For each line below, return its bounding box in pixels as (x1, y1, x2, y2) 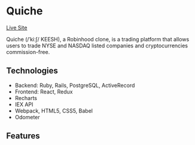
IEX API (14, 101, 33, 108)
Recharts (14, 94, 38, 101)
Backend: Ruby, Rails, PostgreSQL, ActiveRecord (14, 81, 135, 89)
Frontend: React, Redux (14, 88, 73, 95)
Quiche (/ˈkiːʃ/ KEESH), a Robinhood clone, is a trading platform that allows (6, 35, 190, 43)
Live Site (6, 24, 28, 31)
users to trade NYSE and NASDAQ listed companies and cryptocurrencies (6, 42, 188, 49)
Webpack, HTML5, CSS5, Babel (14, 107, 93, 114)
